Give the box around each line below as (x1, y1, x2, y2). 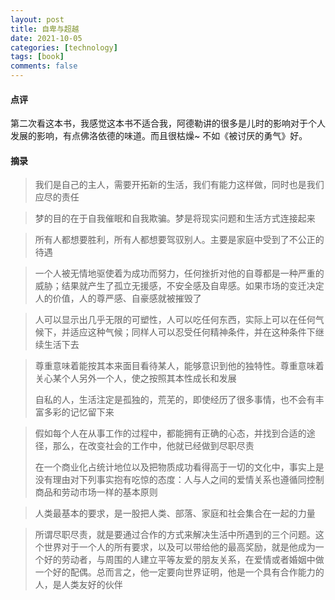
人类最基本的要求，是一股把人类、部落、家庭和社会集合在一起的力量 (34, 507, 316, 520)
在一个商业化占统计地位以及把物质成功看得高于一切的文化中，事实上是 (34, 461, 325, 473)
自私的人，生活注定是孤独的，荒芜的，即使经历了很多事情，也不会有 (34, 394, 316, 406)
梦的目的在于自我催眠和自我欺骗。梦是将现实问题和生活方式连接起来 (34, 212, 316, 225)
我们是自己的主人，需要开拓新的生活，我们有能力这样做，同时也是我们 (34, 179, 325, 191)
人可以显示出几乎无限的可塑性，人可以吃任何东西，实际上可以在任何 (34, 314, 316, 326)
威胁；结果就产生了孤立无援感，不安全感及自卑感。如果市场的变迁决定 (34, 280, 325, 292)
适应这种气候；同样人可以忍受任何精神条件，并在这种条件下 (69, 326, 316, 338)
